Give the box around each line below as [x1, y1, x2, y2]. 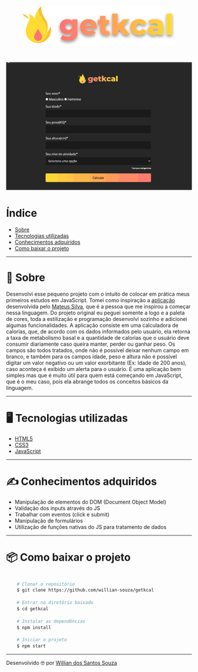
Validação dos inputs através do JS [14, 504, 101, 512]
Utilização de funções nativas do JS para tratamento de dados [14, 523, 167, 530]
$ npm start [16, 643, 46, 649]
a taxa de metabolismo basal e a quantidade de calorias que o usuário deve [6, 334, 190, 341]
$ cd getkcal [16, 606, 49, 612]
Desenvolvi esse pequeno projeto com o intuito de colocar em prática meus [6, 290, 190, 297]
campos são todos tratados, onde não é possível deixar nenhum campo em [6, 346, 189, 353]
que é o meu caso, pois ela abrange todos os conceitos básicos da [6, 378, 169, 385]
